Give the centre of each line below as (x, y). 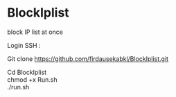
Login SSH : (24, 45)
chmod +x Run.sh (32, 79)
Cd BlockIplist (27, 72)
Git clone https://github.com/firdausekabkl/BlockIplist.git (88, 59)
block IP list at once (35, 32)
